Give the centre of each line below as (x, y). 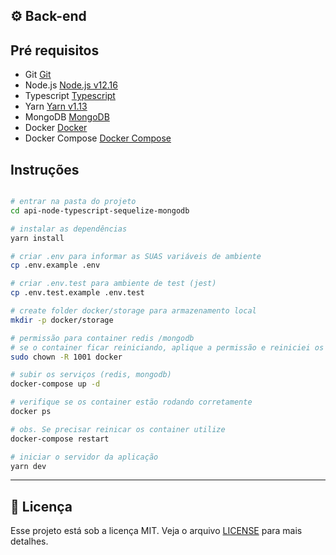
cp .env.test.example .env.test (77, 293)
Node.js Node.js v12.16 (71, 85)
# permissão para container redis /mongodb (102, 338)
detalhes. (29, 541)
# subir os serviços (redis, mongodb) (91, 375)
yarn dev (28, 466)
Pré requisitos (55, 50)
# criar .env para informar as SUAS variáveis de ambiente (136, 256)
